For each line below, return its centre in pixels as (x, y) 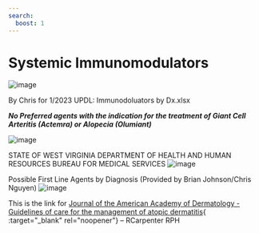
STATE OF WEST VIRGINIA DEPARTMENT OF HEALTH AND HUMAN (120, 155)
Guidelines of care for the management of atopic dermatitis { (107, 212)
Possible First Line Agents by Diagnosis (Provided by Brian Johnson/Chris (130, 179)
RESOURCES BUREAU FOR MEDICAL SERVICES (87, 164)
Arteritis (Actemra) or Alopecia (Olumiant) (80, 124)
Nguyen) (23, 188)
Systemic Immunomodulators (109, 63)
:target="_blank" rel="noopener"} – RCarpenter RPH (94, 220)
